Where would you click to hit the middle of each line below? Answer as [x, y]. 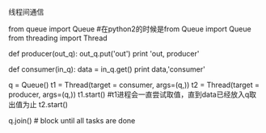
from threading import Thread [58, 38]
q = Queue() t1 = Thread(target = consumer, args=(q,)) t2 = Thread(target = [134, 85]
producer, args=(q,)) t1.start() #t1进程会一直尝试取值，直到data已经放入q [129, 94]
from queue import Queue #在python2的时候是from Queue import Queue [130, 29]
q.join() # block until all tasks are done [72, 121]
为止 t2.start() [45, 104]
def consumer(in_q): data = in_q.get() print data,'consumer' [107, 69]
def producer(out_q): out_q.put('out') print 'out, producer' [104, 54]
